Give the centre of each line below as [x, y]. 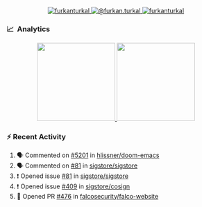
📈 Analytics [28, 29]
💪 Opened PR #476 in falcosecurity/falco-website [87, 196]
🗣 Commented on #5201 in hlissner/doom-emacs [88, 155]
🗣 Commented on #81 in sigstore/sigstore [77, 165]
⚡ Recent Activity [36, 137]
